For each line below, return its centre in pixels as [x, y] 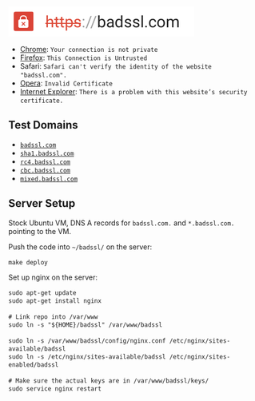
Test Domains [43, 125]
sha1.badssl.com [47, 153]
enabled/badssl [34, 365]
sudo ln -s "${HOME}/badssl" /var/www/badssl [85, 325]
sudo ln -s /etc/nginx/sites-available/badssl [87, 357]
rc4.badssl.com [45, 162]
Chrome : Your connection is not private [89, 49]
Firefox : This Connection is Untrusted [84, 58]
